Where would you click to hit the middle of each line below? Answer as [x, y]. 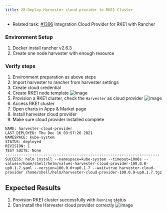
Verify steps [20, 66]
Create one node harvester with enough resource [63, 53]
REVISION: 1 [17, 146]
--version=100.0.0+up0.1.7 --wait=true [76, 168]
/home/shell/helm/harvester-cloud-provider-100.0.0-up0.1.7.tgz [94, 172]
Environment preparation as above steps [54, 77]
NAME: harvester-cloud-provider [39, 129]
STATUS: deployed [23, 142]
